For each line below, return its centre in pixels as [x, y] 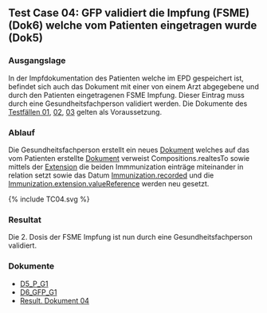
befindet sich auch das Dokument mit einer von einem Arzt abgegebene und [133, 86]
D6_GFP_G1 [38, 292]
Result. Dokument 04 [55, 300]
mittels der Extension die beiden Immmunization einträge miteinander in [126, 166]
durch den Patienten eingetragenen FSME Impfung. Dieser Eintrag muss [126, 95]
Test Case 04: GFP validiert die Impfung [109, 13]
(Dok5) [26, 38]
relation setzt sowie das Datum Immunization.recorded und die [111, 175]
